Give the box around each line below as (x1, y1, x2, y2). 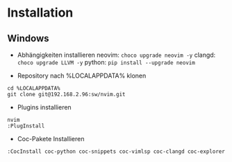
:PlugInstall (7, 123, 45, 129)
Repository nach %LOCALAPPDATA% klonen (17, 71, 147, 80)
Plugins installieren (17, 103, 72, 111)
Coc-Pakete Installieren (17, 135, 85, 143)
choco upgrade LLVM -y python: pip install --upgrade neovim (17, 58, 196, 66)
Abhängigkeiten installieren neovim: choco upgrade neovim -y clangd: (17, 51, 216, 59)
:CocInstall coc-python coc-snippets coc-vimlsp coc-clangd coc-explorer (7, 148, 226, 155)
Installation (7, 5, 74, 21)
